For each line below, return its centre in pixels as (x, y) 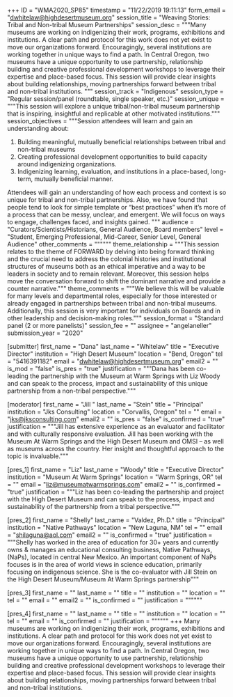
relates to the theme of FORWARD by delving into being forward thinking (111, 251)
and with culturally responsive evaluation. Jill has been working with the (110, 434)
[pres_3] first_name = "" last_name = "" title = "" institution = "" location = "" (116, 593)
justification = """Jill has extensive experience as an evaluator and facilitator (116, 426)
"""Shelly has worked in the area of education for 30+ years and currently (113, 542)
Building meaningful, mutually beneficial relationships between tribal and (121, 142)
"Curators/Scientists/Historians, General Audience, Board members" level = (115, 229)
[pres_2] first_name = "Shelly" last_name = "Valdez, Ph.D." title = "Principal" (116, 520)
